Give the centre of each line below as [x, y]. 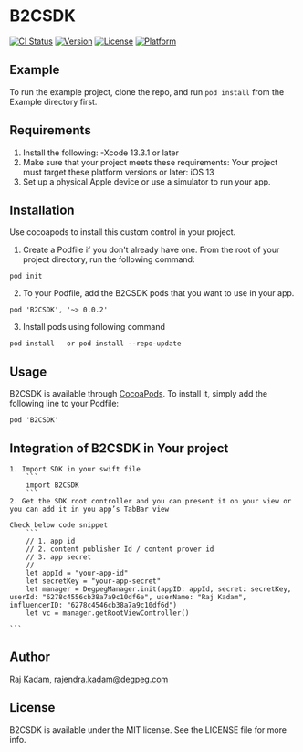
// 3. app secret [59, 557]
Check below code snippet [58, 525]
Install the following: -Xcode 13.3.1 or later [101, 153]
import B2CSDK [52, 485]
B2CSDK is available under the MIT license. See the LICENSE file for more [148, 730]
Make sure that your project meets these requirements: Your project [150, 162]
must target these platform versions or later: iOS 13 [118, 172]
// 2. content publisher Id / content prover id [120, 549]
